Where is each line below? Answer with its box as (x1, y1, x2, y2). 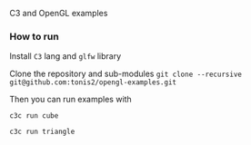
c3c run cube (9, 111, 59, 121)
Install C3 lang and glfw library (9, 51, 122, 62)
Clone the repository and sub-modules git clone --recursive (9, 68, 243, 80)
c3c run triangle (9, 127, 75, 137)
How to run (9, 30, 59, 43)
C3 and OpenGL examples (9, 8, 108, 18)
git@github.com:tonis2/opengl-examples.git (9, 78, 177, 87)
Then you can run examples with (9, 94, 132, 105)
